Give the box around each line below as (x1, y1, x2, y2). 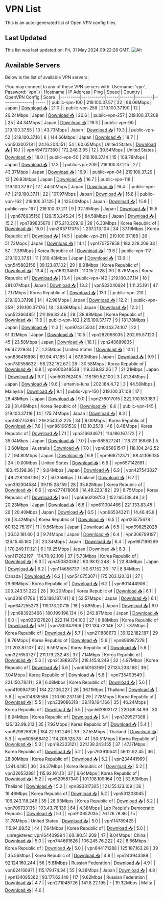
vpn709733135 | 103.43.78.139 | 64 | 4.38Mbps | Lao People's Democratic (5, 805, 154, 811)
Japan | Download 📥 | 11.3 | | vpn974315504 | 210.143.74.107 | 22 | (5, 324, 140, 330)
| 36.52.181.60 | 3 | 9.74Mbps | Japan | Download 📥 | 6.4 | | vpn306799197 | (5, 531, 159, 537)
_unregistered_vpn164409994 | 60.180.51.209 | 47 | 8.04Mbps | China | (5, 832, 148, 838)
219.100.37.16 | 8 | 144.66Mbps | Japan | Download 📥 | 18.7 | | (14, 134, 139, 140)
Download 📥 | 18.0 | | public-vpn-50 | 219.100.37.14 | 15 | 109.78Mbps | (5, 154, 148, 160)
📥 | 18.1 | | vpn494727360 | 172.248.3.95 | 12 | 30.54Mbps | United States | (5, 147, 157, 153)
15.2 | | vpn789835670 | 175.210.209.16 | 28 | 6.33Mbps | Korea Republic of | (5, 220, 159, 226)
